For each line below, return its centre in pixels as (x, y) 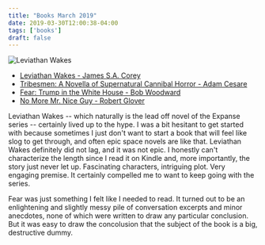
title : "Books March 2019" (53, 15)
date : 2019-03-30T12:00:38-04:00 (63, 23)
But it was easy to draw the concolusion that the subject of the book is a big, (133, 224)
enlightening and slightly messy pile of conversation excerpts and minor (125, 208)
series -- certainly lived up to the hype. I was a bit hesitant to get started (126, 124)
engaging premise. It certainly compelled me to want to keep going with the (131, 175)
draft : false (30, 38)
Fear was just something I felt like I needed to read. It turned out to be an (127, 199)
